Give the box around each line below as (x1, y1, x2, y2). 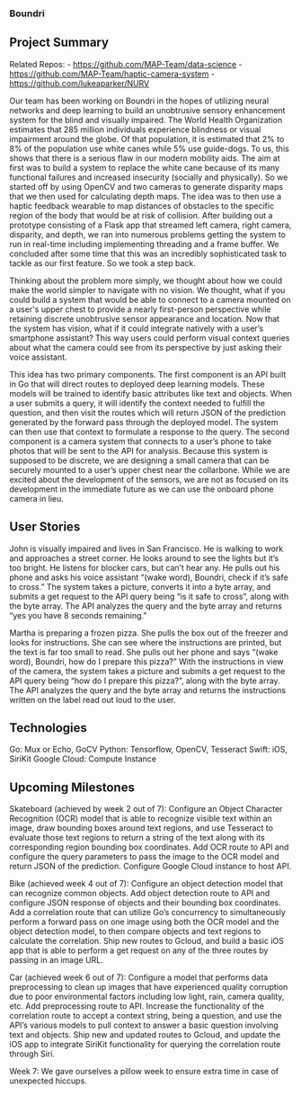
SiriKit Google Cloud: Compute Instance (9, 753, 157, 764)
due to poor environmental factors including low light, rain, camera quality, (9, 992, 285, 1002)
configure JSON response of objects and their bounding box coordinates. (9, 897, 281, 908)
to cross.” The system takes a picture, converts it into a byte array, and (9, 581, 271, 592)
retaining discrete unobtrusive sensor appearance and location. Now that (9, 313, 280, 324)
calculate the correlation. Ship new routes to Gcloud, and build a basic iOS (9, 936, 285, 947)
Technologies (9, 720, 88, 735)
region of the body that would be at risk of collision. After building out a (9, 209, 273, 220)
